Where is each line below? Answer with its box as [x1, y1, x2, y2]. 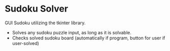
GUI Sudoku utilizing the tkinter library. [5, 20, 86, 26]
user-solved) [12, 40, 39, 46]
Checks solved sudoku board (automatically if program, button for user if [12, 35, 165, 41]
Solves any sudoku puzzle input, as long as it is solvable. [12, 29, 132, 35]
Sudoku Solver [5, 3, 68, 15]
